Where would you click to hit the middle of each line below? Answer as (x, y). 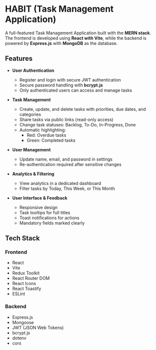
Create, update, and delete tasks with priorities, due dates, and (83, 109)
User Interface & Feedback (39, 198)
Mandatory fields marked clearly (52, 223)
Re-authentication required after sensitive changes (70, 164)
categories (30, 114)
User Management (31, 149)
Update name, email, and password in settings (66, 159)
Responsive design (39, 207)
